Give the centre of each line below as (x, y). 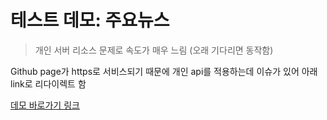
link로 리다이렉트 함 (48, 83)
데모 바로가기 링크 (45, 105)
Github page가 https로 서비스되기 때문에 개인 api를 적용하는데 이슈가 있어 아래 (164, 71)
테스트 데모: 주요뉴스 (90, 20)
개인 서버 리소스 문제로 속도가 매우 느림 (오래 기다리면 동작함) (154, 50)
